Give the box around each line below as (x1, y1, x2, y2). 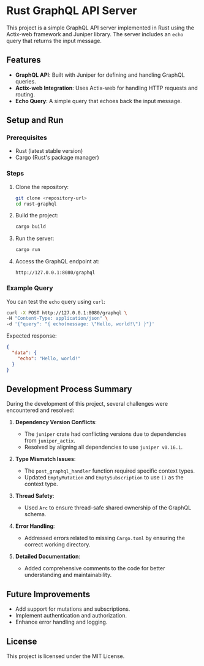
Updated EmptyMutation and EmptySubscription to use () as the (24, 474, 184, 481)
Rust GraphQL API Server (6, 4, 137, 18)
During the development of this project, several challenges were (6, 400, 168, 408)
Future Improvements (6, 589, 91, 599)
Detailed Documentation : (15, 553, 81, 560)
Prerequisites (6, 133, 47, 142)
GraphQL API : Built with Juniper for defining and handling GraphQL (15, 71, 185, 79)
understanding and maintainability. (24, 571, 112, 579)
